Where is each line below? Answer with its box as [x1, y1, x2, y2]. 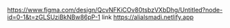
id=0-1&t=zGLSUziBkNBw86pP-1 [7, 13, 101, 21]
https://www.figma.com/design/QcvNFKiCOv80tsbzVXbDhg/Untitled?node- [7, 6, 223, 14]
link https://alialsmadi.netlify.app [101, 13, 194, 21]
